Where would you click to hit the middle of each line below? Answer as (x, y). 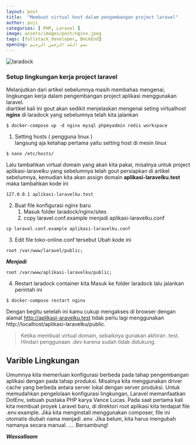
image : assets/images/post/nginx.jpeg (54, 34)
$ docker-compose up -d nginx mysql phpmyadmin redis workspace (87, 126)
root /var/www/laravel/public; (45, 251)
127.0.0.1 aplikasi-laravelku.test (50, 195)
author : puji (22, 22)
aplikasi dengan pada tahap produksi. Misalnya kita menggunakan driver (94, 381)
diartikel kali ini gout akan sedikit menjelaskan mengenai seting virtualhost (96, 109)
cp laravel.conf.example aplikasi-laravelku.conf (68, 229)
